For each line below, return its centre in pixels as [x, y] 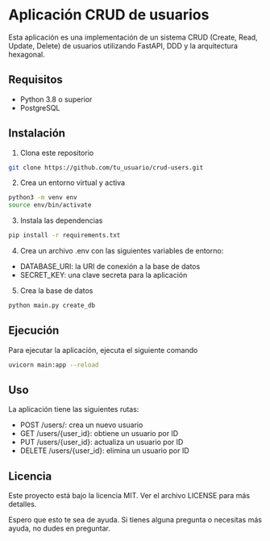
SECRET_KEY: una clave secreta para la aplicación [104, 275]
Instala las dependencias [61, 220]
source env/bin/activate [50, 205]
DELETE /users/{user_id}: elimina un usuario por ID [104, 451]
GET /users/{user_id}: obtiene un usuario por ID [99, 434]
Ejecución [34, 331]
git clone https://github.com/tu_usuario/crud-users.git [106, 167]
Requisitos [35, 80]
